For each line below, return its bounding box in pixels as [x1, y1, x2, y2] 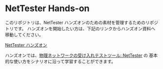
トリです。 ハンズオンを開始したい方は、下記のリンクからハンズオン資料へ [5, 25, 155, 32]
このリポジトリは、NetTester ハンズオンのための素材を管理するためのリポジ [5, 19, 159, 25]
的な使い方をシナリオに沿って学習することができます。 [5, 58, 116, 64]
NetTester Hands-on [5, 3, 90, 14]
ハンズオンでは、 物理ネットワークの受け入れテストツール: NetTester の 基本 [5, 52, 158, 58]
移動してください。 [5, 32, 44, 37]
